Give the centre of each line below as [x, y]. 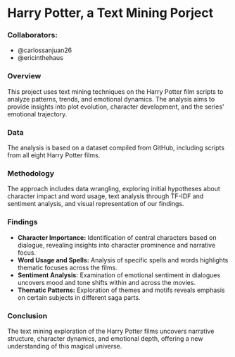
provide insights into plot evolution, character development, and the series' [116, 107]
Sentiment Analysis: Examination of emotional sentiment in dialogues [119, 275]
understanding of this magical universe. [65, 346]
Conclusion [27, 315]
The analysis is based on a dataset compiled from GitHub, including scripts [116, 148]
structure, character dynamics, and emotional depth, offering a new [105, 338]
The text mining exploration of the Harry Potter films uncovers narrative [111, 331]
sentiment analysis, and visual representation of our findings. [96, 204]
